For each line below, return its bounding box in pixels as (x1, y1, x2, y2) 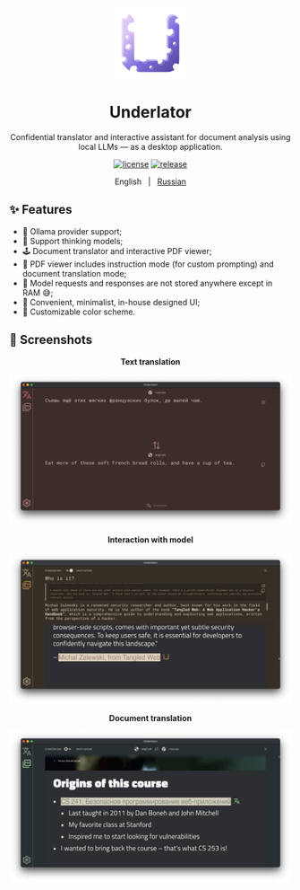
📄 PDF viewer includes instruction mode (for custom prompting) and (21, 259, 274, 269)
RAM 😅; (21, 286, 54, 298)
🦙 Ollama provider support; (21, 225, 123, 236)
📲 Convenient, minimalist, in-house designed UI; (21, 296, 201, 307)
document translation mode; (21, 268, 127, 278)
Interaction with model (107, 534, 194, 545)
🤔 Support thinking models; (21, 235, 124, 246)
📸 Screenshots (9, 332, 93, 348)
